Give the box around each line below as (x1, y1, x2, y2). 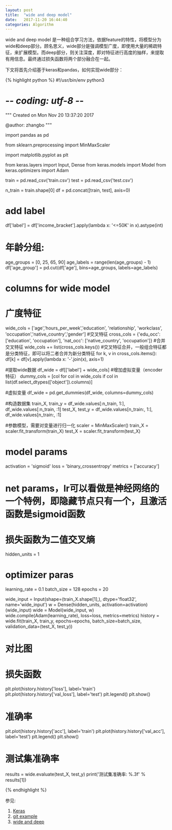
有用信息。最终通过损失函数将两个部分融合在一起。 (5, 56, 113, 62)
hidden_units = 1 (5, 551, 40, 558)
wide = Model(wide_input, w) (32, 607, 94, 613)
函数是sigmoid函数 (5, 508, 85, 520)
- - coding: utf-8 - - (5, 95, 84, 107)
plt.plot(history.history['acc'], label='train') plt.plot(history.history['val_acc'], (5, 728, 165, 734)
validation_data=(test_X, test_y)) (5, 623, 73, 630)
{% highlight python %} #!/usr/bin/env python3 (5, 77, 105, 83)
